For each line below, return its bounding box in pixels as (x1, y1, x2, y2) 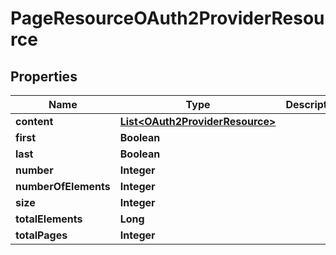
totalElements (15, 212, 83, 226)
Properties (10, 68, 78, 85)
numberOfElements (15, 180, 111, 193)
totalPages (15, 228, 68, 242)
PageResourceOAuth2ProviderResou (10, 7, 325, 30)
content (15, 115, 54, 128)
